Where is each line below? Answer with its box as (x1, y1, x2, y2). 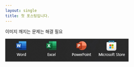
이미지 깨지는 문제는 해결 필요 (5, 28, 63, 34)
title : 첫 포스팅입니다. (5, 13, 50, 18)
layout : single (5, 8, 37, 13)
